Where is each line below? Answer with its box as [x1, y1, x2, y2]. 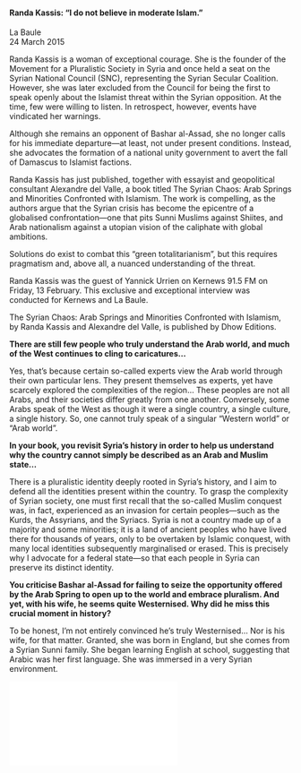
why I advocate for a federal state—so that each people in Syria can [9, 553, 260, 563]
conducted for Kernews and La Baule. [9, 295, 149, 305]
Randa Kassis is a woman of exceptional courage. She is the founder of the [9, 54, 287, 64]
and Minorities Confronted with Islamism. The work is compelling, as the [9, 193, 276, 204]
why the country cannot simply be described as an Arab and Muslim [9, 450, 269, 460]
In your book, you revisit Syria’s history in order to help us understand [9, 440, 275, 451]
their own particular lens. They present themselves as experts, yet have [9, 375, 273, 386]
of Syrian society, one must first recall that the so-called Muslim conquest [9, 495, 282, 506]
